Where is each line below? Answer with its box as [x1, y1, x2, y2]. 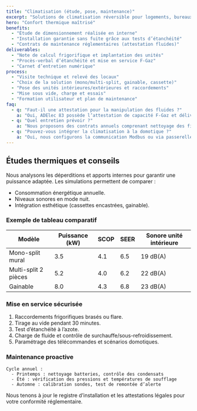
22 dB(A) [140, 269, 167, 277]
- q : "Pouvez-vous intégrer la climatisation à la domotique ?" [11, 129, 172, 135]
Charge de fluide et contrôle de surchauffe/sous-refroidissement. [14, 332, 173, 339]
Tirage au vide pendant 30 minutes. [14, 319, 101, 326]
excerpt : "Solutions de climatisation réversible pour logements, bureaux [6, 14, 193, 20]
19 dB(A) [140, 252, 167, 260]
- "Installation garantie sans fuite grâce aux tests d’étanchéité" [11, 36, 182, 42]
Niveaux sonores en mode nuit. [14, 195, 90, 203]
